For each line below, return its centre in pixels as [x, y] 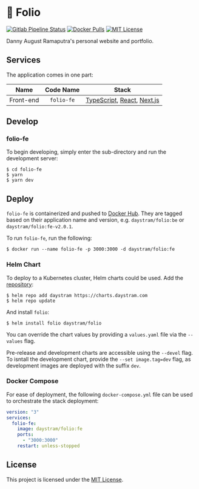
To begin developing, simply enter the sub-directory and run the [86, 152]
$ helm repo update [31, 301]
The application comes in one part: [50, 75]
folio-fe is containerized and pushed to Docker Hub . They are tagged [94, 214]
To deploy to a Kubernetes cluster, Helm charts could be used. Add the [95, 278]
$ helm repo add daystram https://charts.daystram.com [77, 295]
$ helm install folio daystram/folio [54, 323]
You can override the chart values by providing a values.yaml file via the [96, 334]
